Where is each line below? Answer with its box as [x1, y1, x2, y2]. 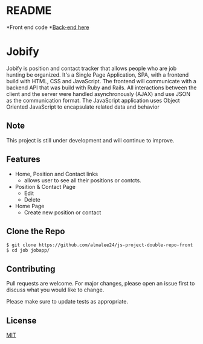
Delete [24, 196, 41, 203]
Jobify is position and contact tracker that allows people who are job [6, 65, 177, 72]
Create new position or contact [24, 209, 101, 216]
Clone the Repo [6, 226, 65, 236]
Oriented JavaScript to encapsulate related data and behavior [6, 103, 160, 110]
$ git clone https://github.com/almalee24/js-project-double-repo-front [6, 242, 193, 248]
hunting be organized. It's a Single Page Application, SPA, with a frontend [6, 71, 189, 78]
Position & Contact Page [14, 183, 76, 190]
